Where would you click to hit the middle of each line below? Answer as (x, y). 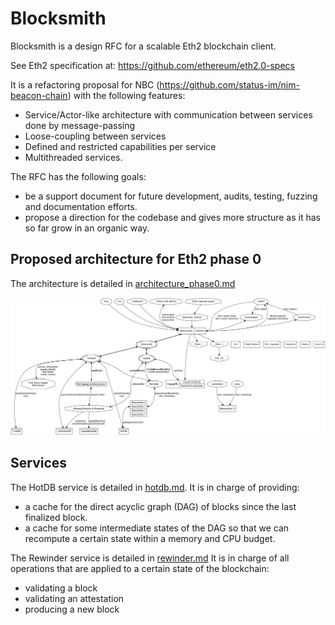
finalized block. (56, 517)
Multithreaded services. (73, 157)
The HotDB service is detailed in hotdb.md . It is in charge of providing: (155, 487)
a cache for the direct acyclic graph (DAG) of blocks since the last (160, 506)
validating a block (61, 588)
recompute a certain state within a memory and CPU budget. (150, 538)
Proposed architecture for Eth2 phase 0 (136, 259)
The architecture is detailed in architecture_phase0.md (123, 283)
